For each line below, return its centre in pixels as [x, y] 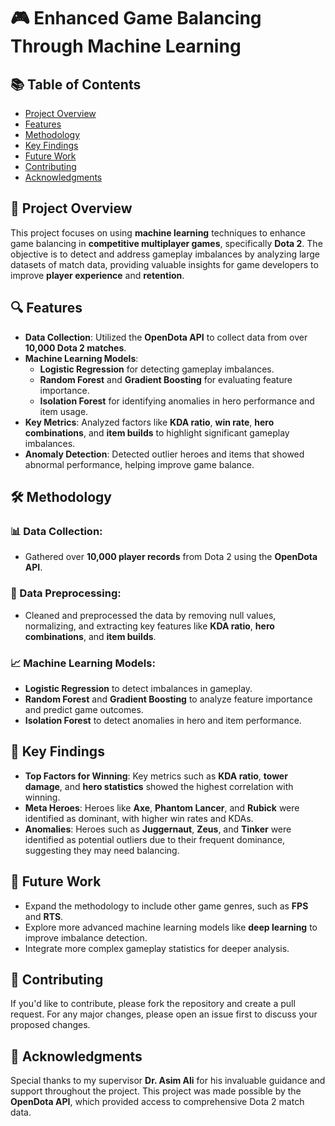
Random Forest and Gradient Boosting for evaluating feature [166, 379]
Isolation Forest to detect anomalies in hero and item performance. [163, 720]
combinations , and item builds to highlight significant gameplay [157, 432]
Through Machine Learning [126, 46]
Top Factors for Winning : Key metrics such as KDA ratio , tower [156, 776]
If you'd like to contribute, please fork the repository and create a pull [153, 1004]
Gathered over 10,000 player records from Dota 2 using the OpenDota [171, 557]
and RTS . [44, 916]
